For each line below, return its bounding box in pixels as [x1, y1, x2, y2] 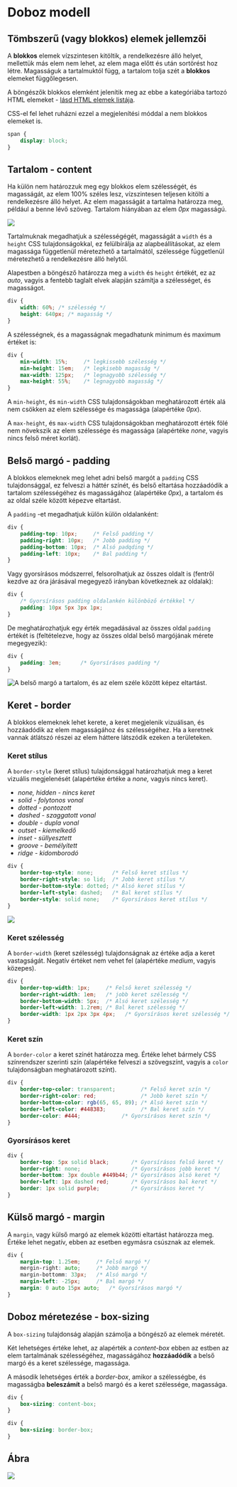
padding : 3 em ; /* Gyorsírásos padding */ [20, 659, 160, 666]
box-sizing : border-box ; [20, 1427, 94, 1434]
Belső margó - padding [7, 455, 111, 467]
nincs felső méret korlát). [7, 434, 80, 443]
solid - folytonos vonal [17, 796, 84, 805]
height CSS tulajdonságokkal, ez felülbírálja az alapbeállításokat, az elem [7, 240, 221, 248]
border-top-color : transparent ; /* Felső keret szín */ [20, 1086, 211, 1093]
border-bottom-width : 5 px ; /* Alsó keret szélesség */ [20, 997, 189, 1005]
